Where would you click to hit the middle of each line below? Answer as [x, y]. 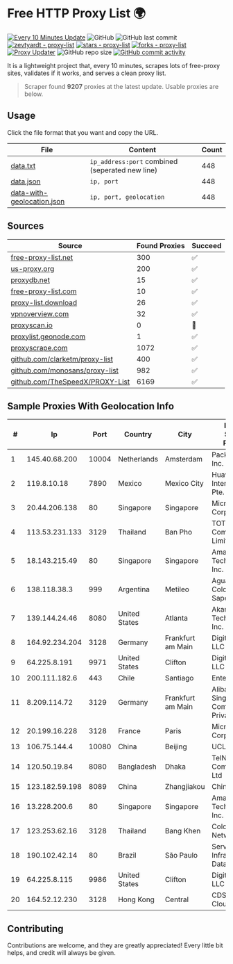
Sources [26, 226]
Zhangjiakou [185, 787]
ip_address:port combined [134, 161]
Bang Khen [183, 831]
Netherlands [138, 459]
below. [34, 94]
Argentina [134, 589]
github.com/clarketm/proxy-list [62, 359]
